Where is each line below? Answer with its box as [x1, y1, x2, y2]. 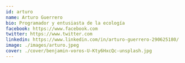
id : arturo [5, 8, 33, 15]
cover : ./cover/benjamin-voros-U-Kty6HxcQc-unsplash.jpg [5, 48, 152, 54]
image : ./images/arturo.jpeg [5, 43, 79, 49]
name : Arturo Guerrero [5, 14, 63, 20]
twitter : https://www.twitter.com [5, 31, 93, 37]
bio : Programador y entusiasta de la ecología [5, 20, 125, 26]
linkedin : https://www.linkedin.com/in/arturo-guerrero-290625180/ [5, 37, 180, 43]
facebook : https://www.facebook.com [5, 25, 98, 32]
